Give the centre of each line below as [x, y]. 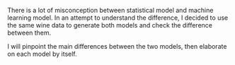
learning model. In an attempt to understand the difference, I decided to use [118, 18]
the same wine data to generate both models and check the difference [110, 25]
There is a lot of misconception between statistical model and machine [110, 10]
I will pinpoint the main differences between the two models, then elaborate [117, 46]
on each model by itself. [42, 54]
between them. [29, 32]
